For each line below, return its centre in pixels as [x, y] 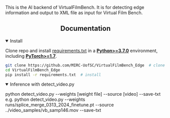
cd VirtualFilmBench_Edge [33, 70]
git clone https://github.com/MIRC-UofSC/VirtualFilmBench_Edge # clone [85, 65]
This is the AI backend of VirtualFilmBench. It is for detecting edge [75, 7]
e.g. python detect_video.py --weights [45, 100]
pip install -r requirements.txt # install [53, 75]
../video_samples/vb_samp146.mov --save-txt [53, 110]
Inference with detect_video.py [42, 84]
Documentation [86, 29]
